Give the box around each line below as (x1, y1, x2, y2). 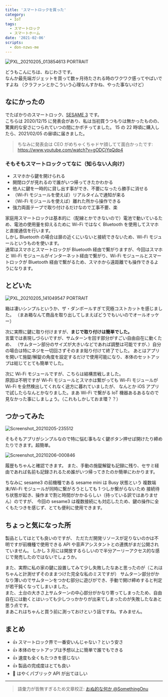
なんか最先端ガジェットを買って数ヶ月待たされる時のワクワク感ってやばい (5, 75, 158, 81)
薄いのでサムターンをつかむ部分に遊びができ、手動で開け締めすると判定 (13, 577, 162, 583)
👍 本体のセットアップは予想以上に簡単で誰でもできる (12, 647, 123, 653)
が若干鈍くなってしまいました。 (5, 583, 71, 589)
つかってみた (5, 412, 44, 420)
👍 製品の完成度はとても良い (12, 662, 71, 668)
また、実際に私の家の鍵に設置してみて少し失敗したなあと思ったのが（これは (5, 565, 163, 571)
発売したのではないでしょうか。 (13, 554, 80, 560)
